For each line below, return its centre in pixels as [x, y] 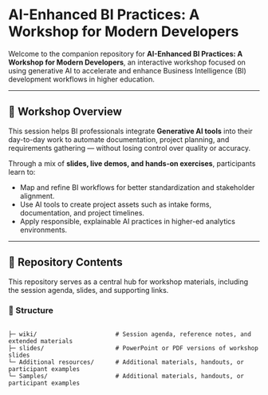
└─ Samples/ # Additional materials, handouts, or [126, 376]
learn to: [22, 172]
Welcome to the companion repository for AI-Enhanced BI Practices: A [126, 53]
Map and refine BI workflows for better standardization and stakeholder [137, 187]
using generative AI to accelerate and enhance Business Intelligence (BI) [128, 70]
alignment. [37, 196]
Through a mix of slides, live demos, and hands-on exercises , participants [132, 163]
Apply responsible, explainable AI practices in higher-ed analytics [127, 221]
